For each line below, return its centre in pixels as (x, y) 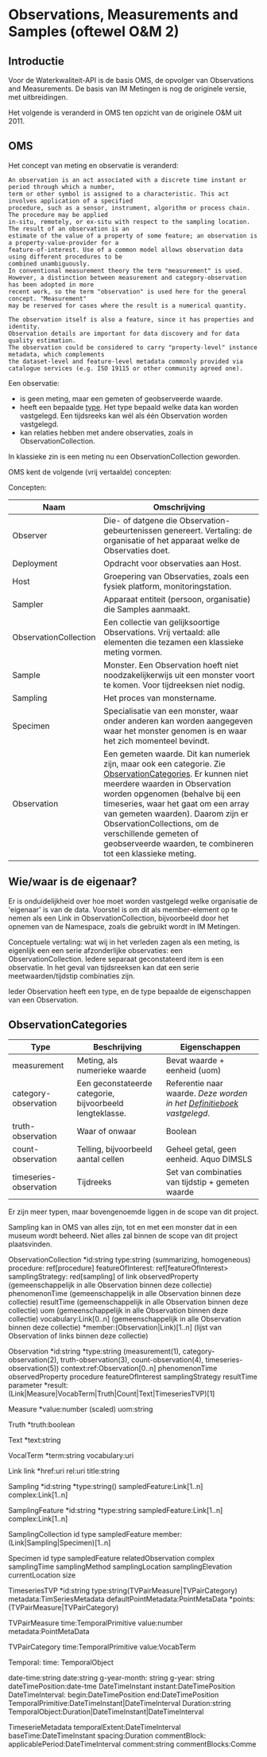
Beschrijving (117, 1047)
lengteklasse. (102, 1113)
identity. (25, 326)
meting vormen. (133, 652)
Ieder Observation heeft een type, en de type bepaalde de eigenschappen (130, 991)
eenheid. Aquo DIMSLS (209, 1160)
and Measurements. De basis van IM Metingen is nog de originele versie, (128, 89)
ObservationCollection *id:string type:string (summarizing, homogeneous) (130, 1260)
